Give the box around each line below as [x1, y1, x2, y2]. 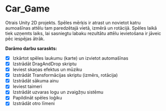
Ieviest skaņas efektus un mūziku [12, 66, 82, 73]
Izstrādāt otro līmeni [12, 100, 55, 106]
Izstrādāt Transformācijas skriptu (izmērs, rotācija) [12, 72, 118, 78]
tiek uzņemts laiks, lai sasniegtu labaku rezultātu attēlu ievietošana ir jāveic [5, 30, 161, 36]
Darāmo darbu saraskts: [5, 45, 57, 51]
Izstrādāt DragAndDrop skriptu [12, 61, 77, 67]
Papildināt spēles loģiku [12, 95, 62, 101]
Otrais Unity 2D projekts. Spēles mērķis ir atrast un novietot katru [5, 20, 141, 26]
